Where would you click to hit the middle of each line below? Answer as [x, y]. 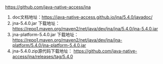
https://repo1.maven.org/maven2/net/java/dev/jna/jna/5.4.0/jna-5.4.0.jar [85, 29]
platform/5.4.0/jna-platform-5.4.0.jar [49, 45]
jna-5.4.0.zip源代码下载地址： [42, 51]
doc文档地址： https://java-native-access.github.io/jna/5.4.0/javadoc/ [82, 17]
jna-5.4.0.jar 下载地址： [36, 23]
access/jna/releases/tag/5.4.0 [43, 56]
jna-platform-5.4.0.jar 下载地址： [45, 34]
